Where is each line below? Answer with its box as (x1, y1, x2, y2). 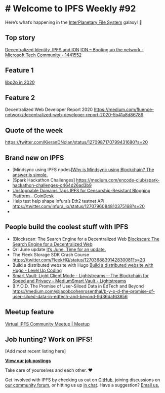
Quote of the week (5, 126, 63, 135)
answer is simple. (12, 172, 48, 178)
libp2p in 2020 (5, 79, 35, 85)
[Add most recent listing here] (5, 348, 66, 354)
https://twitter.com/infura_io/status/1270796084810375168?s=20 (12, 203, 145, 209)
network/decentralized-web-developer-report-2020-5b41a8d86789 (5, 112, 144, 118)
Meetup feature (5, 308, 54, 316)
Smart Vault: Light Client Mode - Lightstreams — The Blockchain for (12, 272, 149, 279)
